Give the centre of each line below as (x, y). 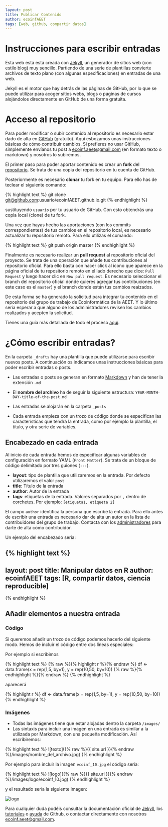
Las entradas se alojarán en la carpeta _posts (59, 406)
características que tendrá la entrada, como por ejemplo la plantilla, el (85, 422)
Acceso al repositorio (51, 119)
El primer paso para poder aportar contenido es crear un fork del (72, 164)
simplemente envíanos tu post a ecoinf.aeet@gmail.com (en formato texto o (83, 149)
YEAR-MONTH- (148, 393)
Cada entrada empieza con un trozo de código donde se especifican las (87, 416)
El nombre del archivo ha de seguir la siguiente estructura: (73, 392)
